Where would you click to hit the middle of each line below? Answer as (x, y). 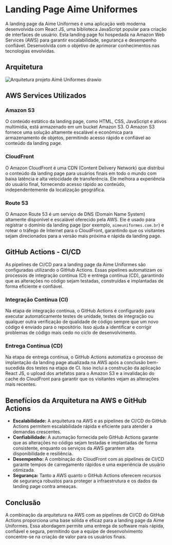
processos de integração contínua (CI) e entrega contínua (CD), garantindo (85, 275)
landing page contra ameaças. (45, 486)
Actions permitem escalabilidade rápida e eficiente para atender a (82, 426)
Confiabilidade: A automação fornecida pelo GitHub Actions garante (85, 437)
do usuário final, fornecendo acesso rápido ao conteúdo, (65, 184)
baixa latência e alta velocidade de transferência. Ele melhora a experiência (85, 179)
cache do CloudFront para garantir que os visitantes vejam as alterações (82, 379)
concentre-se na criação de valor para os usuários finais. (66, 537)
